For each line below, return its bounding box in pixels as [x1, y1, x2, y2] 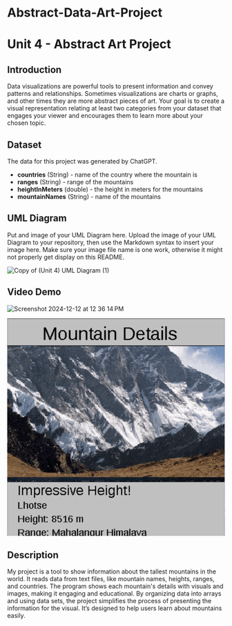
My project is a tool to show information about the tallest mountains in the [7, 567, 216, 576]
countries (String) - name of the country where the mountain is [17, 170, 198, 179]
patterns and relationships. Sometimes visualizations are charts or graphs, [7, 90, 219, 98]
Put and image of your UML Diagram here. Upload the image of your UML [7, 231, 216, 239]
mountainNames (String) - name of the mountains [17, 193, 161, 201]
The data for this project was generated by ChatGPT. [7, 157, 157, 165]
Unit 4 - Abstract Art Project [7, 37, 171, 52]
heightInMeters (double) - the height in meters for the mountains [17, 185, 204, 193]
